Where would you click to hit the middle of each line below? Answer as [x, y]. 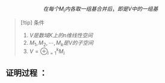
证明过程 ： [26, 73]
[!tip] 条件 [32, 22]
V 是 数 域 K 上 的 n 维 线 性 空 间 [61, 35]
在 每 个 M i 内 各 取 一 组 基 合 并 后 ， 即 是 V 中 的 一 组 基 [101, 10]
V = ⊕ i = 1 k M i [47, 52]
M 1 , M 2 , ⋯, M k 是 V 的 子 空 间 [61, 43]
